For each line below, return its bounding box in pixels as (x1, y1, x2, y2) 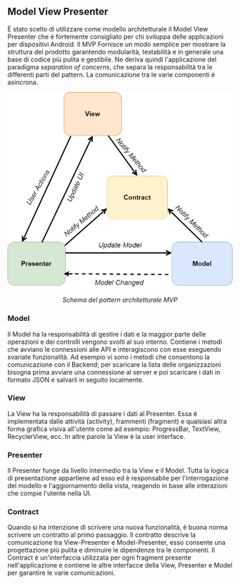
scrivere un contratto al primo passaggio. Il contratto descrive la (7, 530, 196, 539)
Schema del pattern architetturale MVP (62, 296, 178, 305)
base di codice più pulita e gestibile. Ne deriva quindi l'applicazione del (7, 55, 216, 64)
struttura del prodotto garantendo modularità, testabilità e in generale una (7, 47, 224, 56)
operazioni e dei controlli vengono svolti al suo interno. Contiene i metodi (7, 337, 223, 346)
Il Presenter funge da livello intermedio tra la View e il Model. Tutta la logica (7, 466, 229, 475)
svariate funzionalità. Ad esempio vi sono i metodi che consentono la (7, 352, 210, 361)
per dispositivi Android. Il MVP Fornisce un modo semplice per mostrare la (7, 39, 226, 49)
